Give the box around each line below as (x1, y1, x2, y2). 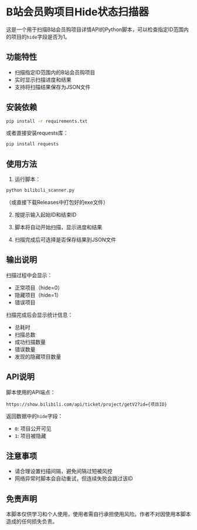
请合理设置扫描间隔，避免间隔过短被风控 (14, 468, 113, 475)
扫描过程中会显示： (6, 271, 53, 279)
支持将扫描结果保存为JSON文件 (14, 83, 91, 90)
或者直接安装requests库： (6, 130, 69, 137)
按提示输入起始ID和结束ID (14, 211, 77, 218)
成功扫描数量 (14, 338, 46, 345)
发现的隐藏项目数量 (14, 353, 62, 360)
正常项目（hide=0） (14, 284, 63, 291)
